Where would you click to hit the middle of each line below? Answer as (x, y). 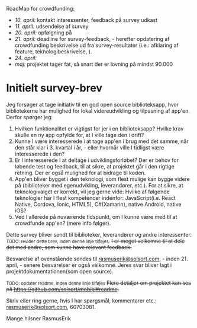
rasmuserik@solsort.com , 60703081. (51, 307)
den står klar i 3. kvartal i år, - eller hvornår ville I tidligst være (89, 147)
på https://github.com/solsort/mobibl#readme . (63, 289)
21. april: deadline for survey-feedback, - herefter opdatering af (92, 39)
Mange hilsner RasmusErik (38, 318)
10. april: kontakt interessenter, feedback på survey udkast (86, 20)
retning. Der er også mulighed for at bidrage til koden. (80, 173)
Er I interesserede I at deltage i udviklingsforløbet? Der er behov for (97, 160)
